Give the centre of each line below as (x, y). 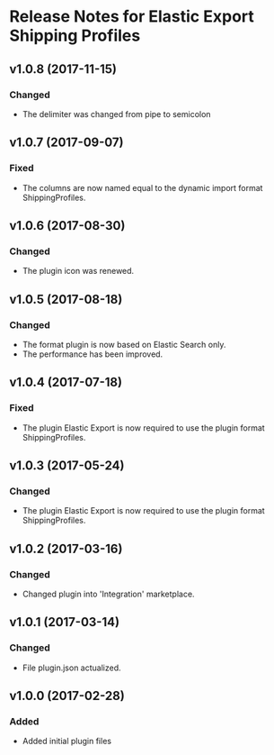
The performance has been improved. (93, 354)
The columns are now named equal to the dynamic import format (142, 187)
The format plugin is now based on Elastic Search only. (124, 344)
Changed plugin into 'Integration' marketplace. (108, 594)
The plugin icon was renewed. (78, 271)
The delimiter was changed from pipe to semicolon (116, 114)
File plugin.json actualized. (71, 668)
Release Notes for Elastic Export (132, 17)
